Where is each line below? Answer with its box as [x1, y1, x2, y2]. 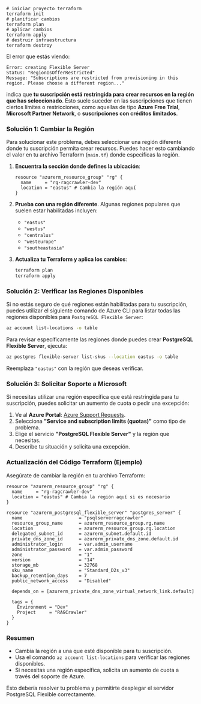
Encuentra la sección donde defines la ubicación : [14, 163, 141, 170]
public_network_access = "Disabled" [11, 577, 112, 584]
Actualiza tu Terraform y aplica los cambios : [14, 255, 128, 263]
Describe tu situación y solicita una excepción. [14, 443, 130, 450]
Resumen [6, 633, 35, 642]
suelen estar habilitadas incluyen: [14, 207, 98, 214]
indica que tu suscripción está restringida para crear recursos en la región [6, 91, 194, 98]
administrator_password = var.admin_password [11, 546, 133, 552]
